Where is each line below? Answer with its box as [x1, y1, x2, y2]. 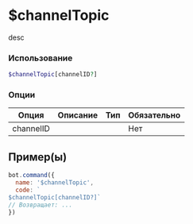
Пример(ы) [8, 150, 68, 164]
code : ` [15, 186, 41, 194]
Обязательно [128, 110, 181, 121]
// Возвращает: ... [8, 201, 73, 209]
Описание [57, 110, 98, 121]
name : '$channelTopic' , [15, 179, 94, 187]
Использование [8, 52, 73, 64]
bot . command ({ [8, 172, 56, 180]
